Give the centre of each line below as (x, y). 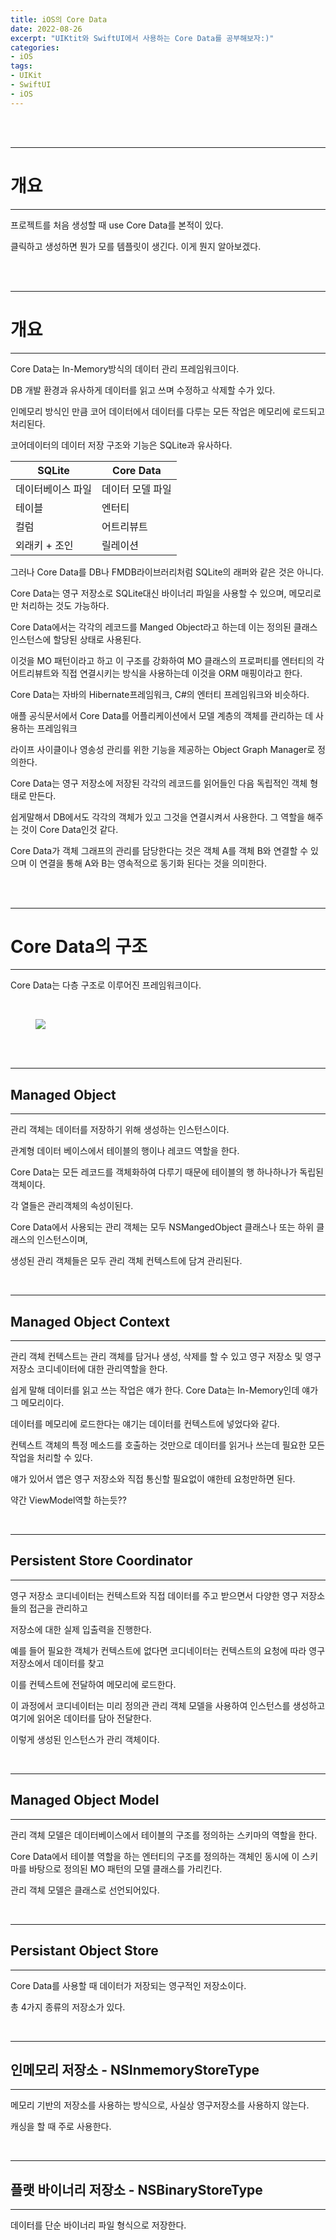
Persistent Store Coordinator (101, 1561)
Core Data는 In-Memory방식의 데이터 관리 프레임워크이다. (125, 368)
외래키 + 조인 (44, 545)
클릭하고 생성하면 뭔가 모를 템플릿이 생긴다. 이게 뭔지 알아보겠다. (136, 246)
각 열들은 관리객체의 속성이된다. (72, 1206)
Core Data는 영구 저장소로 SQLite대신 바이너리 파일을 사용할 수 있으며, (148, 593)
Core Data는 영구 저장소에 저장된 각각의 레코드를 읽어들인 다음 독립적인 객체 (159, 783)
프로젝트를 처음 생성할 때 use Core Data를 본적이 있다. (117, 225)
